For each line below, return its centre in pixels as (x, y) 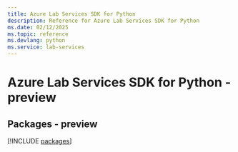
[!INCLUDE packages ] (40, 141)
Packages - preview (53, 124)
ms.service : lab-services (46, 47)
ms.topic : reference (38, 34)
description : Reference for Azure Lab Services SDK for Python (104, 21)
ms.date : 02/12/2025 (38, 27)
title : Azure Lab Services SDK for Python (71, 14)
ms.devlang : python (36, 41)
